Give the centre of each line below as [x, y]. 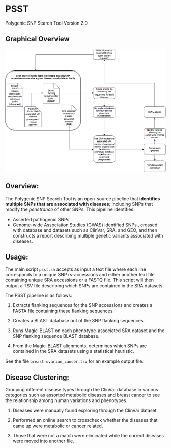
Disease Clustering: [37, 377]
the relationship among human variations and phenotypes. [66, 400]
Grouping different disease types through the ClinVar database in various [82, 390]
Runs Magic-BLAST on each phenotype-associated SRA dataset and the [89, 331]
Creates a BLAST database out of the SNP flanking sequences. [79, 321]
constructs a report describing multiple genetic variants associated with [88, 235]
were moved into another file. [44, 441]
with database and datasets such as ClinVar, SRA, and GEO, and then [85, 230]
